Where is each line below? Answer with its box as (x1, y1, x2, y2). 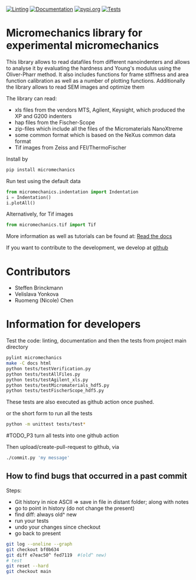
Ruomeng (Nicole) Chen (14, 297, 74, 304)
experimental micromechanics (6, 39, 159, 53)
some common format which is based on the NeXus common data (14, 131, 176, 138)
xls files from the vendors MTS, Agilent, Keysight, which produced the (14, 106, 185, 113)
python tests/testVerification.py (6, 366, 92, 372)
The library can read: (6, 95, 57, 102)
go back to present (14, 529, 61, 537)
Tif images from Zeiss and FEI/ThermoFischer (14, 144, 127, 151)
